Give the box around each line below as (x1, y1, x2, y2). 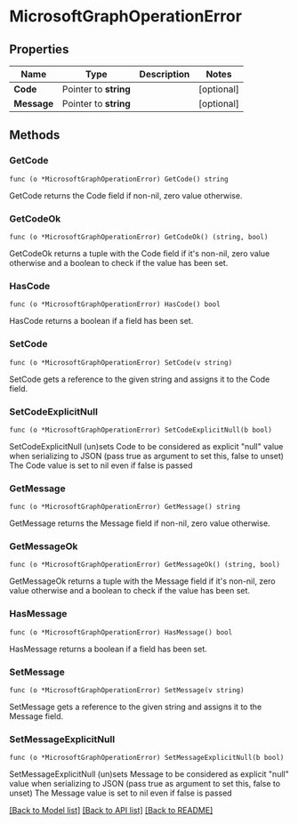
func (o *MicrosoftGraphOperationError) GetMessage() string (9, 503, 241, 512)
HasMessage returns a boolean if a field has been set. (9, 643, 207, 654)
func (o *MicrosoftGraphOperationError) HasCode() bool (9, 300, 221, 309)
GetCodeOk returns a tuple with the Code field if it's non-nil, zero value (9, 247, 270, 259)
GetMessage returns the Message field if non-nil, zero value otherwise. (9, 518, 270, 529)
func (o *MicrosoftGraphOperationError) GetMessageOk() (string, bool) (9, 561, 280, 570)
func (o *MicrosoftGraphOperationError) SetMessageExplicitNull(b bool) (9, 754, 285, 763)
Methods (9, 127, 60, 143)
